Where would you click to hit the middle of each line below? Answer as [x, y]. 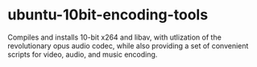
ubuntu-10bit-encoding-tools [108, 15]
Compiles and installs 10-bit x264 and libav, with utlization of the [115, 37]
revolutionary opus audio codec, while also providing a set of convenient [128, 45]
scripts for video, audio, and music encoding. [83, 54]
